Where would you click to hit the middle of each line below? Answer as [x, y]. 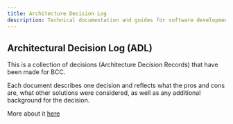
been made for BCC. [36, 72]
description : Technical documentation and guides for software [101, 20]
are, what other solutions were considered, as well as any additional [104, 93]
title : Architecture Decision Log [57, 14]
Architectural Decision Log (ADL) [80, 48]
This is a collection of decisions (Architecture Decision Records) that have [113, 65]
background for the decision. [49, 100]
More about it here [34, 114]
